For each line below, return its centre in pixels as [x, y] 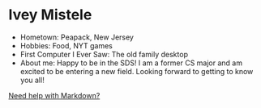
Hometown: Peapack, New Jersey [77, 37]
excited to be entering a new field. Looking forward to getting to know [137, 71]
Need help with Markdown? [54, 95]
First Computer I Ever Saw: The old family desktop [104, 54]
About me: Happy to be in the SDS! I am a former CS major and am [131, 63]
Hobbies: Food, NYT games [66, 45]
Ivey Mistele [50, 15]
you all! [32, 80]
